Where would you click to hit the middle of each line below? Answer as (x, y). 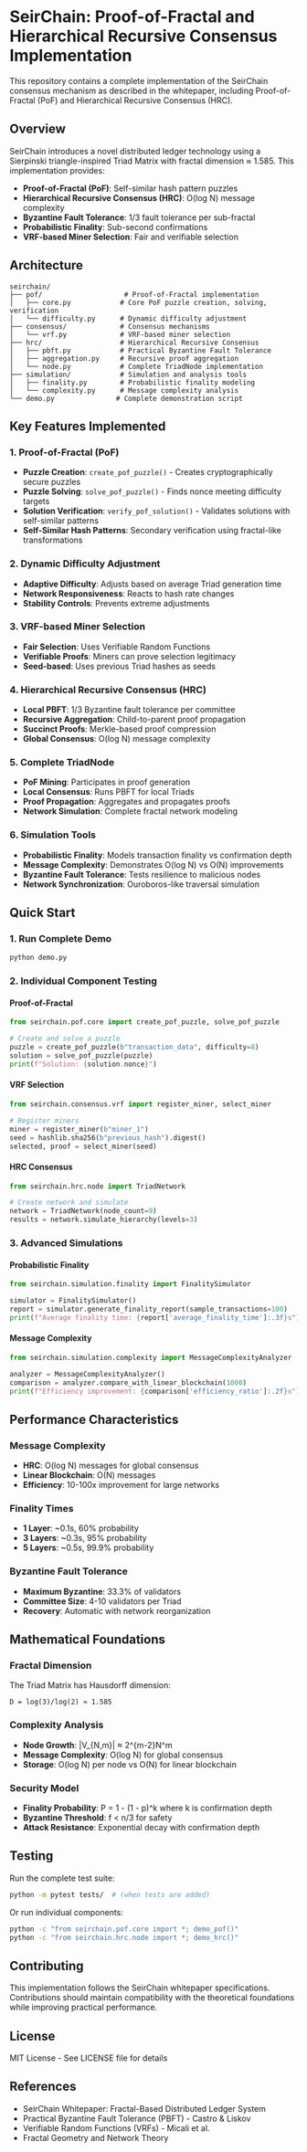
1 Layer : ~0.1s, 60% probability (80, 1528)
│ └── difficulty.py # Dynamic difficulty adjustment (128, 318)
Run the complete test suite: (62, 1878)
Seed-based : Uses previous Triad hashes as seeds (119, 666)
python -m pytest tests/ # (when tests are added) (110, 1894)
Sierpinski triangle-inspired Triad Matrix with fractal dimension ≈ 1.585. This (152, 161)
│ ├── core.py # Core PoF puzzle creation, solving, (138, 302)
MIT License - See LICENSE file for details (89, 2058)
